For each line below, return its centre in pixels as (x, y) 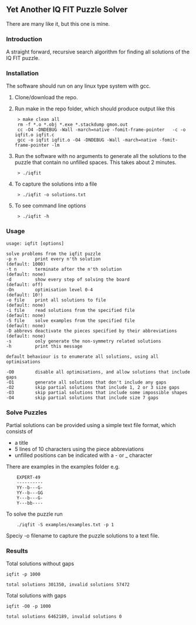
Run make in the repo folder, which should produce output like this (95, 109)
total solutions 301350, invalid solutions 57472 (68, 585)
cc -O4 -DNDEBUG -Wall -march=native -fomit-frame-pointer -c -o (102, 130)
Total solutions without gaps (40, 564)
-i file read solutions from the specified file (70, 310)
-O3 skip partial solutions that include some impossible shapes (97, 392)
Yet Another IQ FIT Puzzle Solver (67, 10)
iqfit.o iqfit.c (34, 135)
